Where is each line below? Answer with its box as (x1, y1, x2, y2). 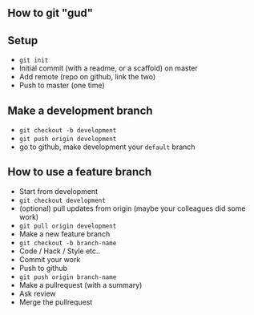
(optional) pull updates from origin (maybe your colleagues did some (18, 204, 246, 213)
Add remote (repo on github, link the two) (18, 72, 156, 82)
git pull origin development (18, 222, 117, 230)
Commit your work (18, 254, 81, 264)
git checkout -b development (18, 127, 117, 135)
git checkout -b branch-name (18, 239, 117, 247)
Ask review (18, 289, 57, 298)
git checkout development (18, 196, 106, 204)
